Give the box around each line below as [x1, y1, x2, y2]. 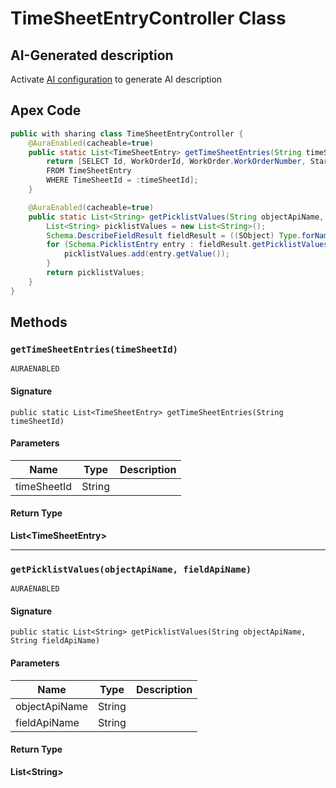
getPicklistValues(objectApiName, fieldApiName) [10, 563, 252, 575]
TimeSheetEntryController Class [10, 7, 287, 30]
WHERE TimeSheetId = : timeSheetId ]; [46, 175, 199, 186]
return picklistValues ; [46, 268, 145, 278]
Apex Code [10, 102, 82, 119]
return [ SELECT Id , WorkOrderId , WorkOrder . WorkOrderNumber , [46, 157, 307, 167]
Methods [10, 314, 68, 331]
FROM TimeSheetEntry [46, 166, 132, 176]
